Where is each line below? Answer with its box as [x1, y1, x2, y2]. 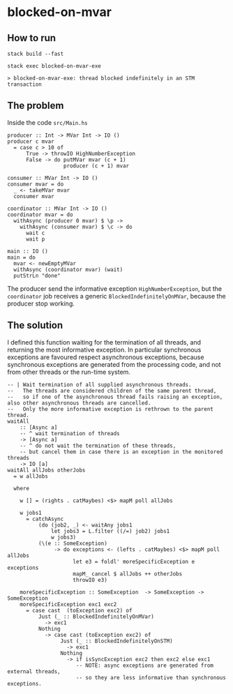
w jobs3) [51, 534, 77, 541]
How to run [7, 32, 57, 44]
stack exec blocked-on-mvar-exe [7, 63, 101, 70]
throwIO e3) [73, 576, 108, 583]
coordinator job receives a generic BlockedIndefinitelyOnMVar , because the [7, 292, 227, 300]
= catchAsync [25, 515, 64, 522]
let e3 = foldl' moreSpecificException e [73, 558, 195, 565]
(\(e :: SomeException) [38, 540, 108, 547]
